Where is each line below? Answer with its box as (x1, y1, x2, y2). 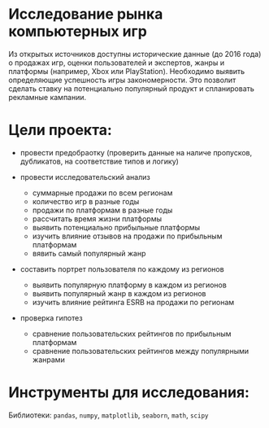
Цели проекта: (8, 121, 112, 139)
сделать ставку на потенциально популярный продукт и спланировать (8, 83, 254, 94)
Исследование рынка (8, 5, 163, 24)
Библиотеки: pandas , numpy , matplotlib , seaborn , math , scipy (8, 410, 209, 420)
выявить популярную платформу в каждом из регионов (32, 280, 228, 290)
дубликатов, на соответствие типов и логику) (20, 156, 179, 166)
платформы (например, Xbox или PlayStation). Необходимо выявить (8, 66, 245, 76)
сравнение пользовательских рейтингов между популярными (32, 346, 249, 356)
